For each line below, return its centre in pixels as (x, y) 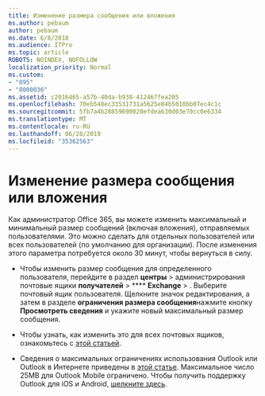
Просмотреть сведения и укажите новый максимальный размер (131, 311)
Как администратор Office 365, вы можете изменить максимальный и (128, 219)
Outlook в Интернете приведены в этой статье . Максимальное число (137, 367)
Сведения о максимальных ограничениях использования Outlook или (138, 359)
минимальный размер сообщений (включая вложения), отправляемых (129, 228)
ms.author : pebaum (38, 23)
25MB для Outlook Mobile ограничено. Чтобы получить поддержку (132, 375)
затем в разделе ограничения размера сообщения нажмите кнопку (136, 302)
